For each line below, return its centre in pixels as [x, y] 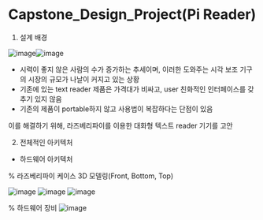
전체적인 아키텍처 [46, 142]
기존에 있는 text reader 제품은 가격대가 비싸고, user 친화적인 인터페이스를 [133, 89]
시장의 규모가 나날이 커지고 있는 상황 [84, 79]
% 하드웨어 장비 [33, 207]
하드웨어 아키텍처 [46, 158]
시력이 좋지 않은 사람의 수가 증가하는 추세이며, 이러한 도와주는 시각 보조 [129, 69]
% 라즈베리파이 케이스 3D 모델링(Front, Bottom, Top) [91, 176]
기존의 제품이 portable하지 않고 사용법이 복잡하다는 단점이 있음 [116, 109]
